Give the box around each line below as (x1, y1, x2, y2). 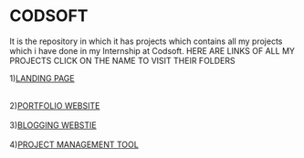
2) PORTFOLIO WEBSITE (9, 100, 100, 111)
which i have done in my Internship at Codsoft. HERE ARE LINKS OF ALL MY (9, 45, 295, 56)
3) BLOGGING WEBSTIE (9, 120, 98, 131)
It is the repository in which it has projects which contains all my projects (9, 36, 283, 47)
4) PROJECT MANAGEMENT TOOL (9, 139, 139, 150)
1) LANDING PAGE (9, 72, 75, 83)
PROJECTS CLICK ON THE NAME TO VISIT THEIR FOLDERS (9, 55, 236, 66)
